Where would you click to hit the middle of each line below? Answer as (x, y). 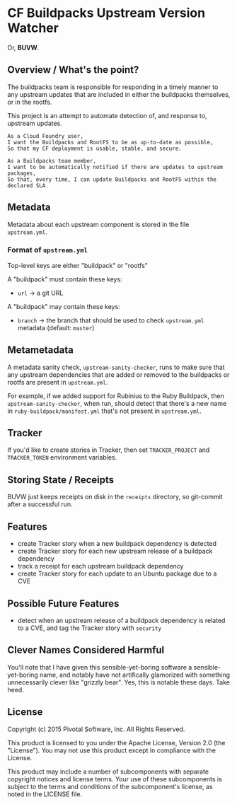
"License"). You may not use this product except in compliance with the (111, 750)
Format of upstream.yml (48, 250)
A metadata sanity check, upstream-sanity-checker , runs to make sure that (116, 367)
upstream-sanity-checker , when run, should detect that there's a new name (117, 403)
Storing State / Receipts (61, 480)
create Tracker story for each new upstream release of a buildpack (115, 551)
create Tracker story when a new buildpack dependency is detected (117, 544)
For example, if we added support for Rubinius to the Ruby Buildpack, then (116, 396)
